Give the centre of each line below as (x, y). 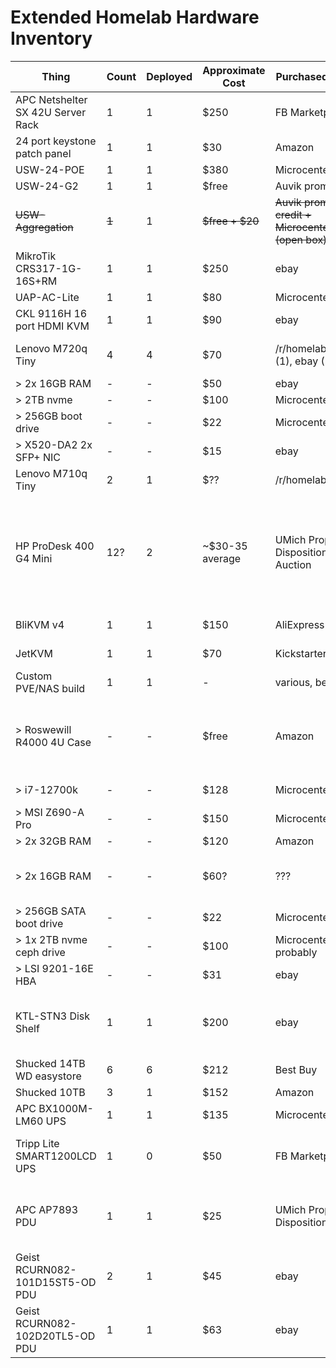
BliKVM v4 (40, 624)
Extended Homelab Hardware (135, 17)
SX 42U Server (51, 112)
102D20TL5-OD (55, 1336)
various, (293, 682)
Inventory (51, 38)
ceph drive (40, 952)
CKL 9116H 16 (51, 313)
